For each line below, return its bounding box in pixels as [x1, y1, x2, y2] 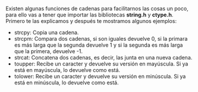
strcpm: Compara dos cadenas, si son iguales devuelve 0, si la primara [14, 35, 188, 42]
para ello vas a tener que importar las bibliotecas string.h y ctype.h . [5, 11, 174, 18]
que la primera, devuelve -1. [14, 48, 83, 55]
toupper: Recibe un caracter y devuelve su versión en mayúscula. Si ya [14, 60, 188, 67]
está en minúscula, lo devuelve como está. [14, 79, 119, 86]
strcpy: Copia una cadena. [14, 29, 79, 36]
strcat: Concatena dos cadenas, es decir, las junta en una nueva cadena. [14, 54, 193, 61]
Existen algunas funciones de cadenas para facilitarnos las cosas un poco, [5, 5, 188, 12]
